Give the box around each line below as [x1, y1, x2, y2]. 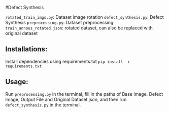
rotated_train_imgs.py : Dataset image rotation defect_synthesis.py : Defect [5, 14, 164, 20]
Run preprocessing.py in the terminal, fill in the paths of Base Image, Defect [5, 91, 163, 97]
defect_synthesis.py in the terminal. [5, 101, 81, 108]
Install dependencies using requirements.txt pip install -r [5, 58, 130, 64]
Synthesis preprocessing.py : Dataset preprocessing [5, 20, 114, 25]
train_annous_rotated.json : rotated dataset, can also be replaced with [5, 25, 153, 31]
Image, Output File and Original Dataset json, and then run [5, 96, 127, 102]
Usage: [5, 78, 29, 86]
